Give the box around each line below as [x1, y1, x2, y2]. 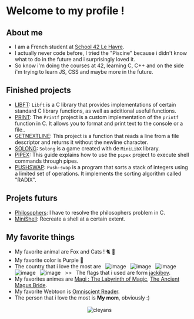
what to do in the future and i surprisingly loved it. [14, 56, 135, 63]
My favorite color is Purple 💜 [14, 256, 84, 264]
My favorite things [6, 232, 75, 242]
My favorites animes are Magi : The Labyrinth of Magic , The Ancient [14, 275, 180, 282]
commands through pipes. [14, 157, 79, 165]
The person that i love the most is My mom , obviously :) [14, 294, 150, 301]
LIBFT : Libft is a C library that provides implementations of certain [14, 101, 176, 108]
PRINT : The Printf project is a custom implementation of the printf [14, 113, 179, 120]
